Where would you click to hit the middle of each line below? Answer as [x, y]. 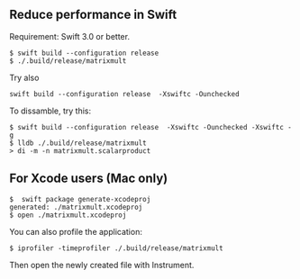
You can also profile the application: [76, 231]
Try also [24, 77]
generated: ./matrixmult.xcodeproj [76, 207]
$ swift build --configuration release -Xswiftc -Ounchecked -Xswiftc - [151, 127]
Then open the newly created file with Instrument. [102, 265]
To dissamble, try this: [50, 111]
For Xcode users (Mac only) [89, 179]
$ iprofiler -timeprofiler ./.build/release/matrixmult [116, 248]
